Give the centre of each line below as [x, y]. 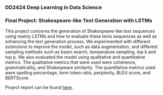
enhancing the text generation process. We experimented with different [78, 42]
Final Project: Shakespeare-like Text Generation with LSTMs [79, 20]
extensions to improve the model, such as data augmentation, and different [81, 47]
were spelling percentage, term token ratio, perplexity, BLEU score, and [78, 73]
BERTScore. [17, 78]
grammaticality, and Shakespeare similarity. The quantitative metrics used [80, 68]
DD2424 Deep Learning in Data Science [54, 7]
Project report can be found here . [39, 88]
